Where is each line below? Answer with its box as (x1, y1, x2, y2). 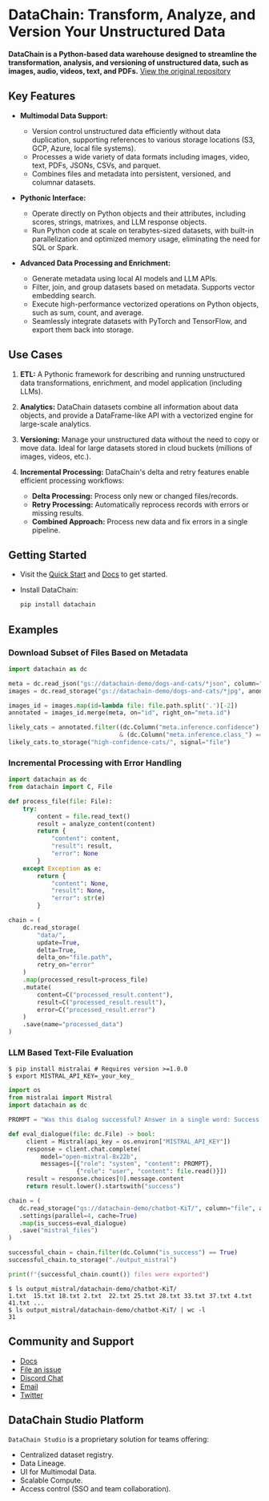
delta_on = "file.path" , (37, 953, 113, 961)
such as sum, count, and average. (31, 307, 144, 318)
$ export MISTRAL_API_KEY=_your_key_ (8, 1072, 134, 1080)
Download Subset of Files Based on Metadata (8, 647, 189, 658)
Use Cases (8, 348, 63, 362)
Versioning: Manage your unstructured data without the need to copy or (19, 435, 259, 444)
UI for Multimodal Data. (19, 1467, 97, 1477)
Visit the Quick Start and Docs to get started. (19, 569, 168, 579)
